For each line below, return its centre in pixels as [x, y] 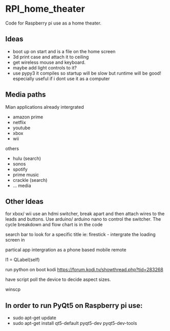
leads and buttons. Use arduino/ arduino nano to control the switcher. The [83, 219]
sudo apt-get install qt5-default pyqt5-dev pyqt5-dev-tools [75, 323]
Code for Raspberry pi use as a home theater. [53, 23]
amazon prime [28, 117]
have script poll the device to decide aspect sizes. [58, 279]
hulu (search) [27, 158]
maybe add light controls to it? [45, 67]
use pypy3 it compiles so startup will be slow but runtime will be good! [87, 73]
